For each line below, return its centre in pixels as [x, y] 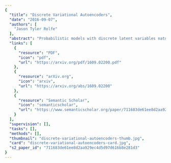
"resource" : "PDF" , [39, 53]
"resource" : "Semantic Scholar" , [54, 100]
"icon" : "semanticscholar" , [48, 105]
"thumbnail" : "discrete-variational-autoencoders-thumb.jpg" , [77, 138]
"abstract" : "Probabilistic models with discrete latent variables [83, 39]
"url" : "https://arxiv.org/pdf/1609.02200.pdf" [70, 62]
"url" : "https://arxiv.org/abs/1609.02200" [65, 86]
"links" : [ [21, 43]
